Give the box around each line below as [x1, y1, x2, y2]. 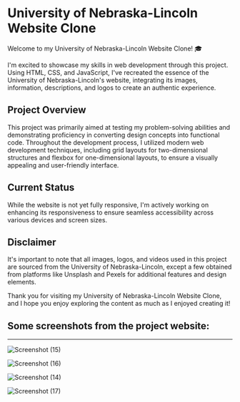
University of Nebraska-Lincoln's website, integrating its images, [7, 76, 198, 84]
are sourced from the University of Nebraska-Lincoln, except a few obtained [7, 262, 232, 272]
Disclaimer [7, 236, 56, 248]
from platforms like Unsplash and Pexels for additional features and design [7, 270, 227, 279]
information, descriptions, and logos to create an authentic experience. [7, 83, 216, 92]
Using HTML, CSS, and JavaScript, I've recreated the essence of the [7, 68, 209, 76]
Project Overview [7, 104, 86, 116]
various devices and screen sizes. [7, 215, 108, 224]
